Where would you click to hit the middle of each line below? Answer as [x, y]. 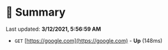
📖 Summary [36, 12]
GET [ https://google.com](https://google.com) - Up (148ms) [88, 40]
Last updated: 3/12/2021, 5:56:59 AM [54, 29]
